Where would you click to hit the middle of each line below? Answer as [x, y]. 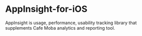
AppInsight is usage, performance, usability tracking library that [71, 23]
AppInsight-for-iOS [46, 9]
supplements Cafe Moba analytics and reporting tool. [60, 28]
